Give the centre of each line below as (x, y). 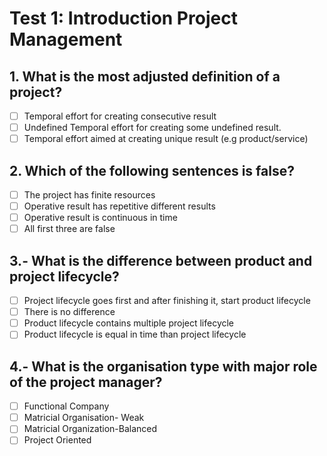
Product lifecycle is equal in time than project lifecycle (135, 334)
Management (66, 39)
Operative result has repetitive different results (119, 206)
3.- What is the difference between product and (161, 260)
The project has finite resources (89, 195)
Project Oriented (57, 440)
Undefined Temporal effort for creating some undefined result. (152, 128)
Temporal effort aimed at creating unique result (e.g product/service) (166, 139)
